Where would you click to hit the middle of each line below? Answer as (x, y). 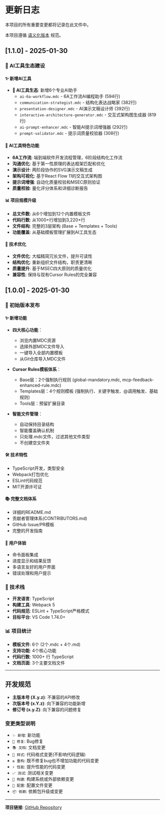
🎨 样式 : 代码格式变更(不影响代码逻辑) (49, 754)
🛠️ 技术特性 (16, 455)
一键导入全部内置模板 (41, 353)
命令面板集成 (25, 555)
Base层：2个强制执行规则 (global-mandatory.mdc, (70, 380)
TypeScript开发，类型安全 (38, 468)
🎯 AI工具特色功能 (22, 146)
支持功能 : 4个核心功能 (34, 650)
